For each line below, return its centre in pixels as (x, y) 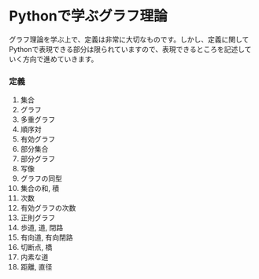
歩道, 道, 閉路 (42, 228)
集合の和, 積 (40, 189)
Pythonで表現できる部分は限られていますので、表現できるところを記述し (127, 49)
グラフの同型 (41, 178)
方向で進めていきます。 (60, 59)
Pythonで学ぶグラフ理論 (88, 16)
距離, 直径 (36, 267)
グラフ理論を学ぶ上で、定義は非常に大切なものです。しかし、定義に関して (129, 39)
